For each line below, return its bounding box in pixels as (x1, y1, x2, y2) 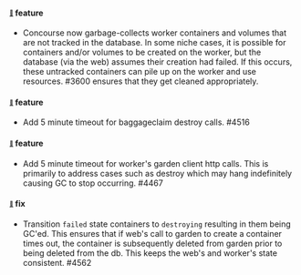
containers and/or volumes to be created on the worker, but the (22, 46, 262, 58)
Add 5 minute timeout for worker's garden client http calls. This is (22, 158, 269, 168)
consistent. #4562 (22, 257, 92, 268)
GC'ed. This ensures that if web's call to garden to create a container (22, 228, 283, 239)
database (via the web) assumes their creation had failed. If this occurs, (22, 56, 293, 67)
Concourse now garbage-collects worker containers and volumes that (22, 27, 287, 38)
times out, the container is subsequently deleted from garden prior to (22, 238, 283, 249)
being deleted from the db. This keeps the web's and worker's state (22, 247, 278, 259)
